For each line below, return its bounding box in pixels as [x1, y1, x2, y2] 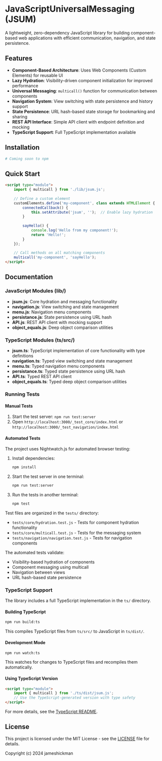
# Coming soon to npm [5, 156, 49, 161]
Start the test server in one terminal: [12, 473, 84, 480]
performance [12, 83, 39, 89]
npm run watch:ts [5, 651, 40, 655]
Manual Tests [5, 403, 33, 409]
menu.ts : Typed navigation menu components [12, 363, 105, 369]
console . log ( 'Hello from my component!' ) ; [31, 228, 118, 233]
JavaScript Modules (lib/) [5, 288, 66, 294]
